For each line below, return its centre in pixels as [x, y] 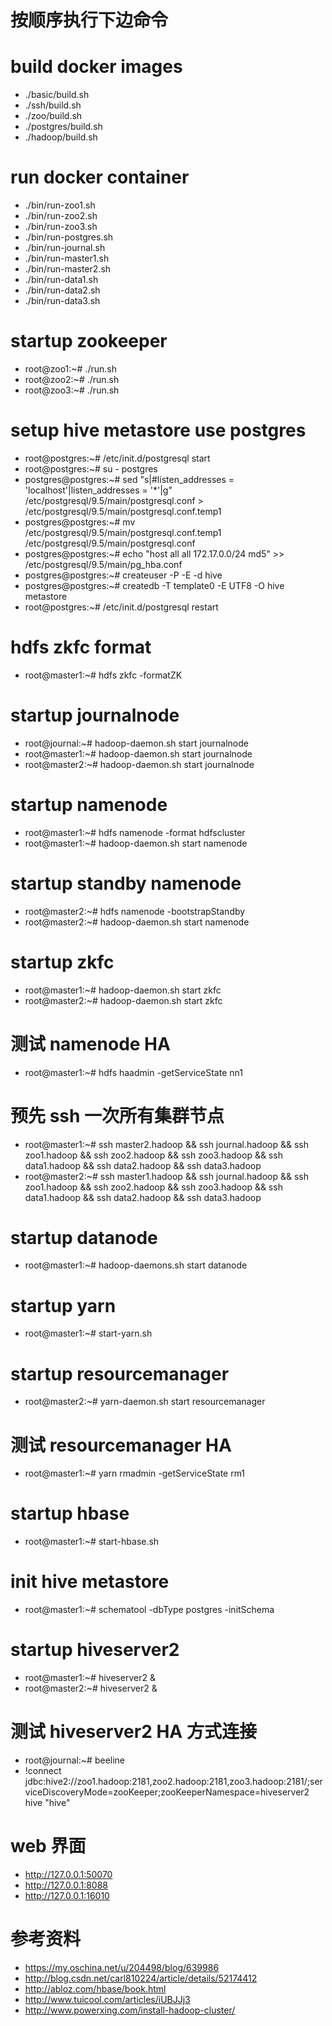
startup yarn [63, 1305]
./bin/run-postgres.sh [69, 237]
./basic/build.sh [57, 95]
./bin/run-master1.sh [67, 258]
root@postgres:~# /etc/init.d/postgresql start [117, 458]
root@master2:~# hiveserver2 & [91, 1688]
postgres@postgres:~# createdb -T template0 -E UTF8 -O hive [154, 585]
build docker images [96, 67]
